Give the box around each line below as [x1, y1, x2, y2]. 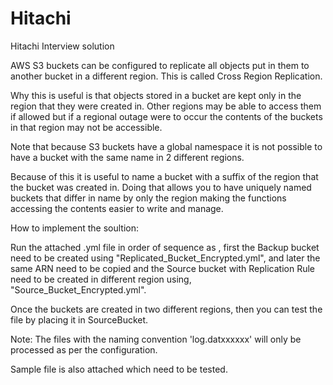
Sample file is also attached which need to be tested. [10, 363, 228, 375]
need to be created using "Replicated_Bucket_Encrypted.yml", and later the [10, 252, 321, 264]
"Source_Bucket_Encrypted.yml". [10, 283, 147, 296]
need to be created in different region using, [10, 273, 192, 285]
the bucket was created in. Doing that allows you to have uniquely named [10, 181, 312, 193]
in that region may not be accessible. [10, 121, 163, 133]
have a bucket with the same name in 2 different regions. [10, 151, 245, 163]
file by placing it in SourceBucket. [10, 313, 149, 326]
